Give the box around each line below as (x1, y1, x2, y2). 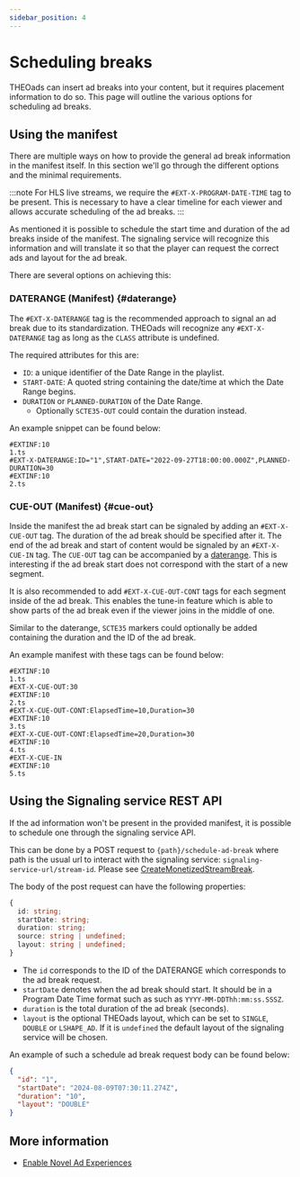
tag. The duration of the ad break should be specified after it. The (40, 530, 282, 541)
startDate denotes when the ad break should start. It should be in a (22, 984, 272, 994)
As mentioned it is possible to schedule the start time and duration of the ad (9, 224, 290, 235)
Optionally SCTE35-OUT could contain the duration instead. (35, 405, 247, 416)
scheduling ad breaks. (9, 101, 92, 112)
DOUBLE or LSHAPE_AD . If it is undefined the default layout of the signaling (22, 1022, 285, 1033)
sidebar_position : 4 (9, 13, 87, 22)
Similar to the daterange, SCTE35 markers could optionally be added (9, 622, 258, 633)
